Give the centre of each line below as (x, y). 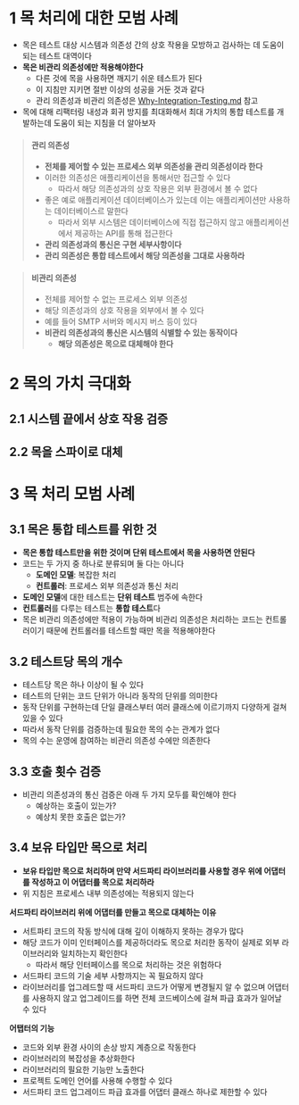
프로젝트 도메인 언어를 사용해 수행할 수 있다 (97, 1080)
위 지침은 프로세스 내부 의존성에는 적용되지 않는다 (108, 893)
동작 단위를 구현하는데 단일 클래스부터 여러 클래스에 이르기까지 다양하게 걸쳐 (154, 707)
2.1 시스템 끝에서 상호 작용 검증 (89, 419)
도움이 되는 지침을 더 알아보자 (104, 122)
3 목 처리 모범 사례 (72, 494)
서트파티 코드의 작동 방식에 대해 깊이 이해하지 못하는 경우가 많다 (133, 931)
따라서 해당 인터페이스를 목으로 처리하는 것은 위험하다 (129, 964)
